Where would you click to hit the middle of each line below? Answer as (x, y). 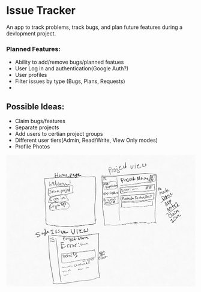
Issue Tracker (41, 11)
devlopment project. (31, 33)
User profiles (31, 75)
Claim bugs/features (40, 121)
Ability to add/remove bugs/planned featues (69, 62)
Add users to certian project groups (59, 134)
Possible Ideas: (35, 107)
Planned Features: (34, 49)
